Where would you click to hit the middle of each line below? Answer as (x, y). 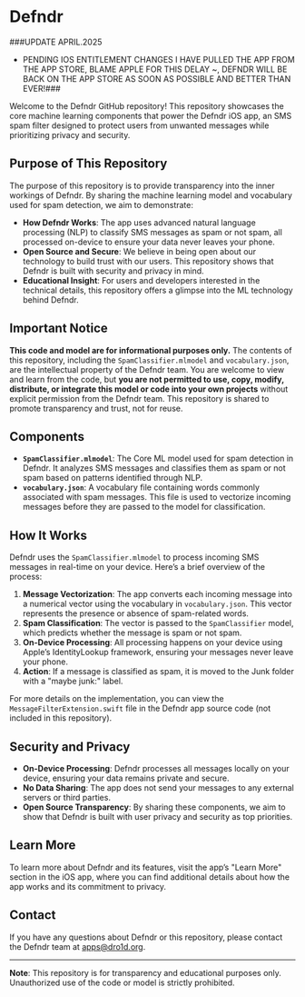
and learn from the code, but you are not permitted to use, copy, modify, (147, 379)
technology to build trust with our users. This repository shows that (148, 261)
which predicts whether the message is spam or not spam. (132, 633)
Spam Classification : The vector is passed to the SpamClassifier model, (158, 623)
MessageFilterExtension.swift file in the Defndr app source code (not (140, 708)
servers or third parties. (67, 798)
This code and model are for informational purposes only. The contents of (151, 350)
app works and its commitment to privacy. (88, 886)
